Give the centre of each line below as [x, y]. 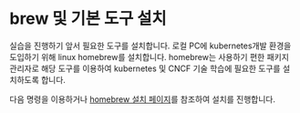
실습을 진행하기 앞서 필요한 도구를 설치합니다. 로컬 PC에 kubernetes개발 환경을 [150, 46]
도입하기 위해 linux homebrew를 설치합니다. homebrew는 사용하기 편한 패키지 [150, 56]
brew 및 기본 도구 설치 [88, 19]
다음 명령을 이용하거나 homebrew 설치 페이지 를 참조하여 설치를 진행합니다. [143, 99]
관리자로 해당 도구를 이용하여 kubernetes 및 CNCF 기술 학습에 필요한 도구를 [145, 68]
